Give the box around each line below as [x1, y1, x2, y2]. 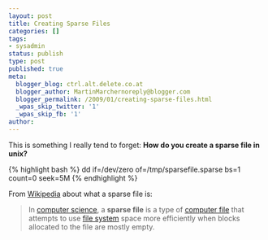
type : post [8, 58, 45, 66]
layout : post [8, 11, 53, 20]
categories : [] [8, 27, 60, 35]
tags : [8, 34, 27, 43]
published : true [8, 65, 63, 73]
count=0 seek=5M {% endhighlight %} [8, 172, 138, 183]
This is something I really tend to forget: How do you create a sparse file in [8, 140, 260, 150]
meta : [8, 72, 27, 81]
